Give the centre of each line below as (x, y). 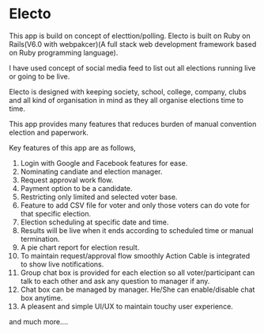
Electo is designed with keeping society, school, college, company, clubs (128, 91)
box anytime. (41, 297)
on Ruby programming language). (64, 52)
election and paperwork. (49, 132)
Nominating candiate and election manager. (91, 171)
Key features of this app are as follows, (73, 147)
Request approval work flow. (67, 180)
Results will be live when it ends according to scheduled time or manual (137, 230)
